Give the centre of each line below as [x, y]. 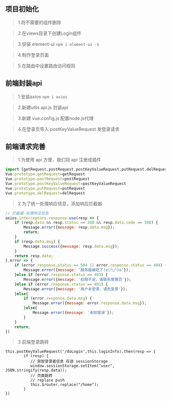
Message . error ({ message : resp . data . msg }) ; [69, 228]
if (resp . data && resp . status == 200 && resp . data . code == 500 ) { [86, 223]
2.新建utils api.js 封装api [43, 107]
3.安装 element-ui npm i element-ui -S [58, 44]
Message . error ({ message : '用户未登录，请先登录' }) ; [76, 289]
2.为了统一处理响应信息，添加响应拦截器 [60, 203]
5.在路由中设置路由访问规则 [46, 66]
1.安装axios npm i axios [42, 96]
